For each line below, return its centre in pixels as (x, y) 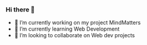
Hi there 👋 (20, 10)
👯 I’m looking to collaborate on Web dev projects (74, 35)
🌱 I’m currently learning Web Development (67, 29)
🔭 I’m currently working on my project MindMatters (77, 23)
